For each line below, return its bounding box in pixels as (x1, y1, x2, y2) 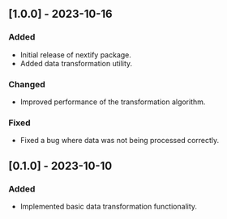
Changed (8, 78, 46, 90)
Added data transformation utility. (19, 58, 133, 68)
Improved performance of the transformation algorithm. (19, 97, 206, 107)
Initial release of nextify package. (19, 49, 132, 60)
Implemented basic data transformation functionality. (19, 201, 197, 211)
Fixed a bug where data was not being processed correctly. (19, 136, 220, 145)
